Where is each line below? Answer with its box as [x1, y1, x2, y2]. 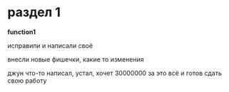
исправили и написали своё [7, 41, 93, 50]
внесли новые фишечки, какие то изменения [7, 54, 144, 64]
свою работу [7, 76, 47, 85]
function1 [7, 28, 36, 36]
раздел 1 [7, 4, 61, 21]
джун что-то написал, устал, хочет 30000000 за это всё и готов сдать [7, 69, 223, 77]
